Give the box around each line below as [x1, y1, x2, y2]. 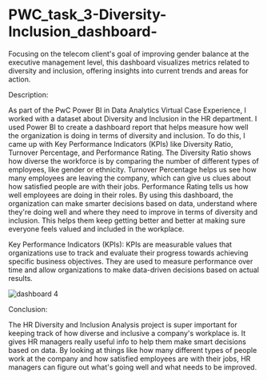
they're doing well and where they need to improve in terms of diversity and [8, 207, 258, 216]
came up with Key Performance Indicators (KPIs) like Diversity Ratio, [8, 139, 233, 148]
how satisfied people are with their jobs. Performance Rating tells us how [8, 181, 249, 191]
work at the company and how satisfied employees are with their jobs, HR [8, 354, 251, 363]
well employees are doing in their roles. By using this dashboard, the [8, 190, 233, 200]
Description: [8, 89, 49, 99]
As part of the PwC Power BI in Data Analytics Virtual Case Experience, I [8, 105, 246, 115]
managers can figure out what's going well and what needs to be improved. [8, 362, 257, 372]
